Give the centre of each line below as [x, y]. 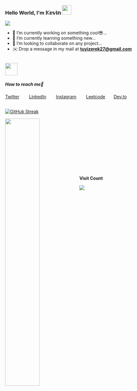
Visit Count [91, 178]
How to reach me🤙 [24, 84]
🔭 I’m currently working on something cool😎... [60, 33]
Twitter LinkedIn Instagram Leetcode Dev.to [66, 97]
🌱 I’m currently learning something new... [54, 38]
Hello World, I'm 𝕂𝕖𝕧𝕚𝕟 [33, 12]
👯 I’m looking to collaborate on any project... [57, 43]
